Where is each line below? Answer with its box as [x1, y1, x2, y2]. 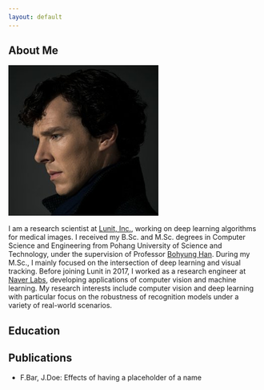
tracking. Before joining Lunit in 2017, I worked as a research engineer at [8, 266, 246, 276]
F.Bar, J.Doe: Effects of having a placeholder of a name [19, 372, 202, 382]
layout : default [8, 13, 62, 21]
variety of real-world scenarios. [8, 301, 113, 311]
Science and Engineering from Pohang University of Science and [8, 241, 222, 250]
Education [8, 323, 61, 337]
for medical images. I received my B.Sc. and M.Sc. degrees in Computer [8, 233, 246, 242]
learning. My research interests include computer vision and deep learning [8, 283, 254, 293]
